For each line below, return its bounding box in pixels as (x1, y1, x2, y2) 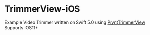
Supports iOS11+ (4, 24, 38, 30)
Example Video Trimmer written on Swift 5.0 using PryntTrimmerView (4, 19, 145, 25)
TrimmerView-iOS (4, 3, 80, 15)
